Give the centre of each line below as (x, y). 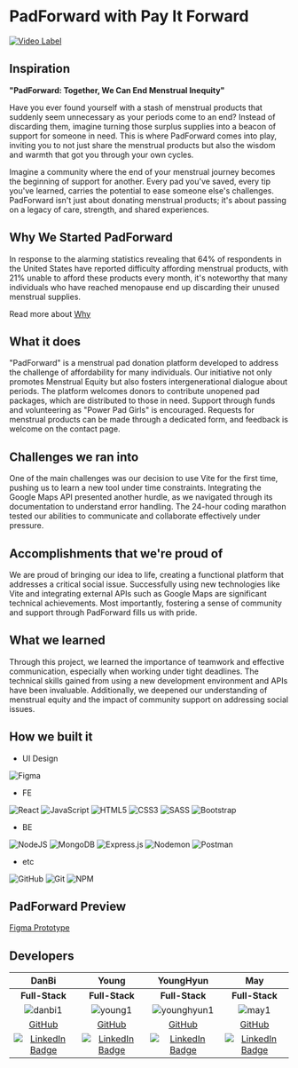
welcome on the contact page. (65, 429)
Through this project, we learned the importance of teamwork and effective (147, 661)
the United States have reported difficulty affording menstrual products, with (149, 268)
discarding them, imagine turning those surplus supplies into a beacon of (143, 126)
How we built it (51, 737)
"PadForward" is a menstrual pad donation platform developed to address (144, 363)
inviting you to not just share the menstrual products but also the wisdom (142, 145)
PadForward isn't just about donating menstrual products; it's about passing (148, 200)
